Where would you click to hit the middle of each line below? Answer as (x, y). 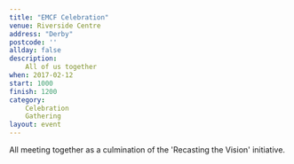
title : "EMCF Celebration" (59, 17)
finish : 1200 (33, 91)
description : (33, 59)
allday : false (36, 51)
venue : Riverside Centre (55, 26)
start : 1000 (31, 83)
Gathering (44, 116)
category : (28, 100)
